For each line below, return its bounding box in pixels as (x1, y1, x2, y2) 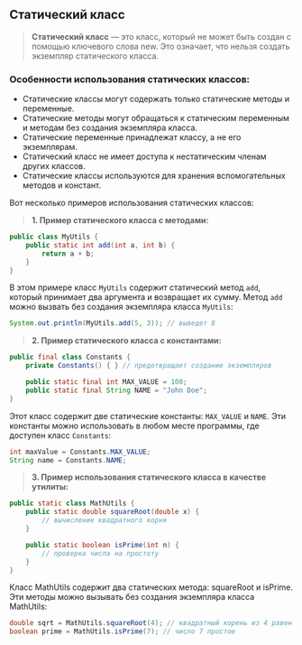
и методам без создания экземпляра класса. (22, 122, 198, 134)
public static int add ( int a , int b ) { (25, 240, 176, 249)
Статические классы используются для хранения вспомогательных (22, 171, 286, 182)
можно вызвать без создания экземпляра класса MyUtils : (9, 302, 233, 313)
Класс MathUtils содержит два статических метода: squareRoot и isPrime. (9, 582, 294, 593)
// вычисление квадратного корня (41, 516, 168, 525)
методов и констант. (22, 180, 102, 191)
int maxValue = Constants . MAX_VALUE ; (9, 447, 151, 456)
